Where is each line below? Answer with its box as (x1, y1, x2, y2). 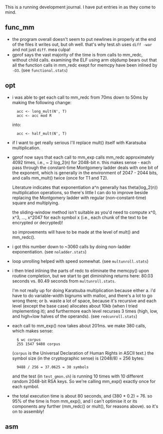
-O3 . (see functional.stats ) (12, 67, 68, 73)
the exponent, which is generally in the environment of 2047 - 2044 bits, (12, 170, 158, 176)
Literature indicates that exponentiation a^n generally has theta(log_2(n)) (12, 184, 158, 190)
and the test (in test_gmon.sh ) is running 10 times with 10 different (12, 373, 144, 379)
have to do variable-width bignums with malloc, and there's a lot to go (12, 292, 153, 298)
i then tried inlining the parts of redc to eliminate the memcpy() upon (12, 268, 149, 273)
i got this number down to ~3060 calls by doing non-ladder (12, 243, 131, 250)
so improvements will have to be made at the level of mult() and (12, 229, 140, 235)
